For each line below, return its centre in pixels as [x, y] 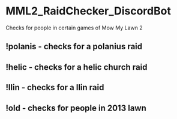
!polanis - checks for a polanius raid [74, 47]
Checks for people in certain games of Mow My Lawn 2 [74, 28]
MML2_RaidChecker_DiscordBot [88, 11]
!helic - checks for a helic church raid [76, 67]
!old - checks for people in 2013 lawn [76, 108]
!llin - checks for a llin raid [55, 87]
